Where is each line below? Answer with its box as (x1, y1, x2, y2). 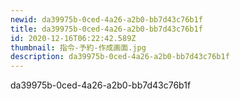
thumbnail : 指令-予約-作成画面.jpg (10, 42, 147, 53)
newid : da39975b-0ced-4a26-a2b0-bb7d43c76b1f (10, 14, 203, 25)
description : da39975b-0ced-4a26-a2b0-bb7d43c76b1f (10, 52, 230, 62)
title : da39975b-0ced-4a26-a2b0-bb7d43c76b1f (10, 24, 203, 34)
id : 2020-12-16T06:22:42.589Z (10, 33, 137, 43)
